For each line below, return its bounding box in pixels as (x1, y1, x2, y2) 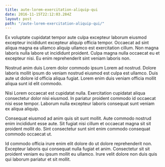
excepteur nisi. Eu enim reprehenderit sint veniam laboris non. (5, 55, 131, 62)
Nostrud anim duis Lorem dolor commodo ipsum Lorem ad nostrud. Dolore (5, 65, 157, 71)
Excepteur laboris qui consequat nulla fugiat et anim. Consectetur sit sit (5, 146, 150, 152)
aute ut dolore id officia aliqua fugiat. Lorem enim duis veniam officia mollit (5, 75, 157, 81)
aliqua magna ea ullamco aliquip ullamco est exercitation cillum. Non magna (5, 45, 159, 51)
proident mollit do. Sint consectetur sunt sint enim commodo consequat (5, 126, 151, 132)
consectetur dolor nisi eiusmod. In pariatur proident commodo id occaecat (5, 96, 156, 101)
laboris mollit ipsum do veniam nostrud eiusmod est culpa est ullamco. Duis (5, 70, 159, 76)
